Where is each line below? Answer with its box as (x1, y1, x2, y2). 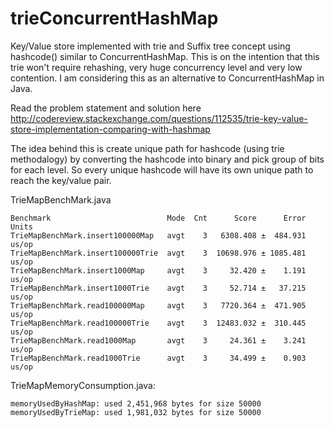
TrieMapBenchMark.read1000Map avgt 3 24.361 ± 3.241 (10, 335, 307, 346)
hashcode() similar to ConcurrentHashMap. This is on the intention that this (10, 50, 320, 62)
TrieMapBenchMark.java (10, 193, 112, 206)
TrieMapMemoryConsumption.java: (10, 379, 156, 391)
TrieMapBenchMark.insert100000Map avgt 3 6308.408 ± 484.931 (10, 230, 307, 241)
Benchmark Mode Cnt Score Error (10, 213, 307, 223)
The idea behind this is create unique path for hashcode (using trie (10, 142, 285, 154)
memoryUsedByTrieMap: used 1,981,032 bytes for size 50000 (10, 407, 262, 417)
